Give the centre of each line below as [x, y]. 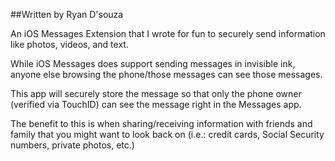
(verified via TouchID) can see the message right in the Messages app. [156, 104]
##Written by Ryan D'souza [67, 14]
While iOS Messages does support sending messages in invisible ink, [153, 63]
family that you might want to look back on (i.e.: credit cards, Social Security [167, 134]
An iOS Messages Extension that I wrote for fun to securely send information [168, 33]
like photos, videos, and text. [69, 44]
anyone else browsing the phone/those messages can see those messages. [166, 74]
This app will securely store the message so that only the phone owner [156, 93]
